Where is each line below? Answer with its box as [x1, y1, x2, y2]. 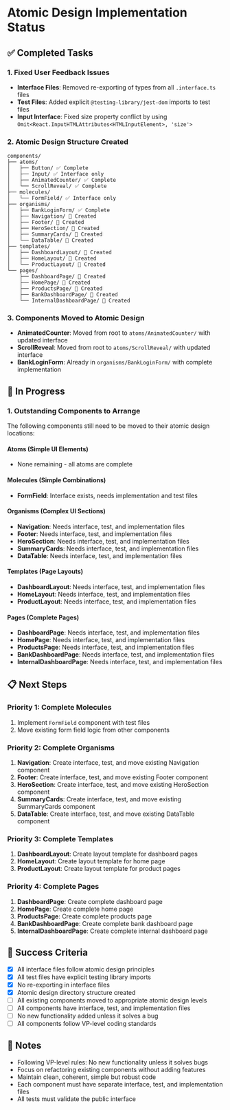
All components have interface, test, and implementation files [16, 1004, 191, 1012]
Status [7, 19, 46, 35]
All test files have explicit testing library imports [16, 973, 151, 981]
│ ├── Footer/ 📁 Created [7, 219, 84, 226]
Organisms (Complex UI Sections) [7, 507, 106, 515]
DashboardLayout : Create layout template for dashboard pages [16, 850, 198, 859]
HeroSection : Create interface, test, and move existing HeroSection [16, 781, 209, 789]
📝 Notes [7, 1040, 42, 1051]
